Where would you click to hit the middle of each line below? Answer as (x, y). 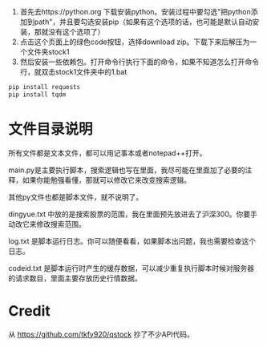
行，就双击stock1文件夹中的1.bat (73, 72)
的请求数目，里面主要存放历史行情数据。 (75, 278)
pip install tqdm (37, 95)
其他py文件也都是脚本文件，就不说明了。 (76, 197)
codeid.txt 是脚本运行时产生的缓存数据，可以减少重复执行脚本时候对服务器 (131, 268)
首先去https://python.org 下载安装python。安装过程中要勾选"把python (135, 12)
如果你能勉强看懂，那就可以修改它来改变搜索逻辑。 (106, 180)
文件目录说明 (51, 129)
